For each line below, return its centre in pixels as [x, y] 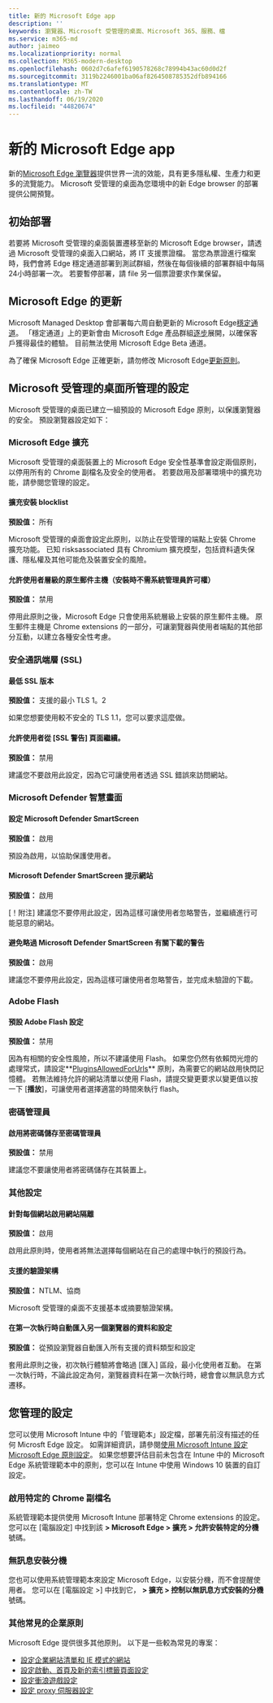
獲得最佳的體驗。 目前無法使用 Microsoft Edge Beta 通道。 [113, 343]
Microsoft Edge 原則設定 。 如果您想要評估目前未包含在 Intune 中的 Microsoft [136, 1454]
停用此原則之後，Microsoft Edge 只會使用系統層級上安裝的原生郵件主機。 [131, 617]
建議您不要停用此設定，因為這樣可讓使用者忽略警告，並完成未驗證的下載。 [133, 980]
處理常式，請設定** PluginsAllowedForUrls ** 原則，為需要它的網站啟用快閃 [133, 1069]
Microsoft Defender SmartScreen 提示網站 [81, 875]
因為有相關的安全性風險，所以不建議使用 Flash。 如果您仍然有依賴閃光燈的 [133, 1058]
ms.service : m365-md [43, 39]
